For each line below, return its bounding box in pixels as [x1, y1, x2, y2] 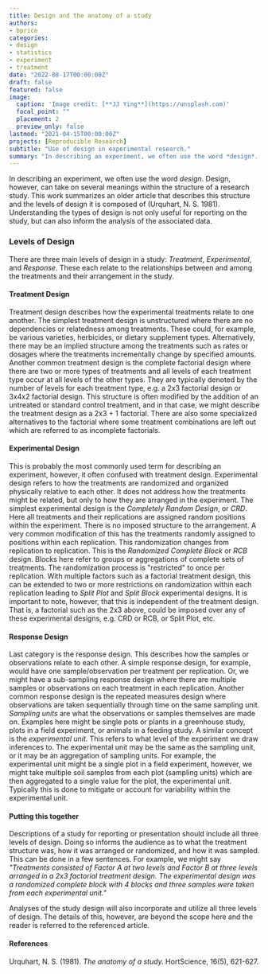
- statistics [9, 49, 52, 56]
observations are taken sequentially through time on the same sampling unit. [9, 700, 260, 710]
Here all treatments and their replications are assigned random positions [9, 512, 246, 521]
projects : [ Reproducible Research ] [9, 137, 127, 146]
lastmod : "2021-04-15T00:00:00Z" [9, 130, 120, 138]
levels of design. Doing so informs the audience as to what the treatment [9, 837, 247, 847]
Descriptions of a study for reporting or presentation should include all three [9, 829, 259, 839]
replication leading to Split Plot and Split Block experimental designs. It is [9, 588, 248, 598]
